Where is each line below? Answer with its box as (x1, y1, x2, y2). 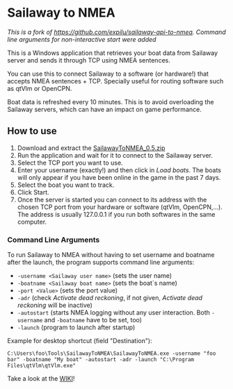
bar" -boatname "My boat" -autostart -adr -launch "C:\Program (7, 356, 195, 363)
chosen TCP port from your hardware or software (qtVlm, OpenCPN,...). (17, 203, 223, 211)
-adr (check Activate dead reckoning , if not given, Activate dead (17, 294, 203, 302)
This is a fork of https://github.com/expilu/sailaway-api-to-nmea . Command (7, 28, 226, 36)
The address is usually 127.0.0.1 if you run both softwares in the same (17, 210, 216, 218)
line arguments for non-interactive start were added (7, 35, 156, 43)
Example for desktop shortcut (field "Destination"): (7, 337, 152, 345)
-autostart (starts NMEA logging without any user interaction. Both (17, 308, 211, 317)
